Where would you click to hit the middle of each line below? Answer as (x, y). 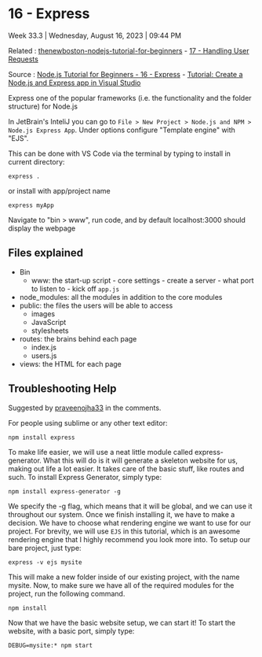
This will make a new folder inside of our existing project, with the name (124, 577)
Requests (24, 59)
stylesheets (50, 330)
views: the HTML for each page (70, 364)
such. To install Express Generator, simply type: (85, 477)
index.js (44, 347)
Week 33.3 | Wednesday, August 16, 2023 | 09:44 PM (95, 35)
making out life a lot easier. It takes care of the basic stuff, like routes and (126, 468)
